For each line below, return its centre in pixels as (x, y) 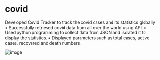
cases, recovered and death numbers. (43, 43)
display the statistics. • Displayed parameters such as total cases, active (77, 38)
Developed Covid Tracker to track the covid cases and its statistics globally (80, 22)
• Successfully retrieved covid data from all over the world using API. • (76, 27)
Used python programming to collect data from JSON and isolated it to (76, 32)
